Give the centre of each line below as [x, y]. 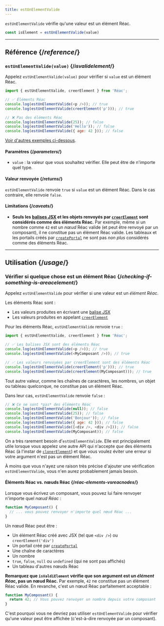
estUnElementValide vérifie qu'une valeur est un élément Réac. [68, 23]
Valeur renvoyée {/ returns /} [34, 179]
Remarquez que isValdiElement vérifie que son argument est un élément [80, 576]
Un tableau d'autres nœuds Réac [45, 566]
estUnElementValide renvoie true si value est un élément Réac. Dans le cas [80, 190]
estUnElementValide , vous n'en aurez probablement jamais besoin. [72, 471]
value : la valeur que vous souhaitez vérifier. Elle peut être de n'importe [83, 162]
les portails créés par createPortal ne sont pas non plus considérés [80, 238]
